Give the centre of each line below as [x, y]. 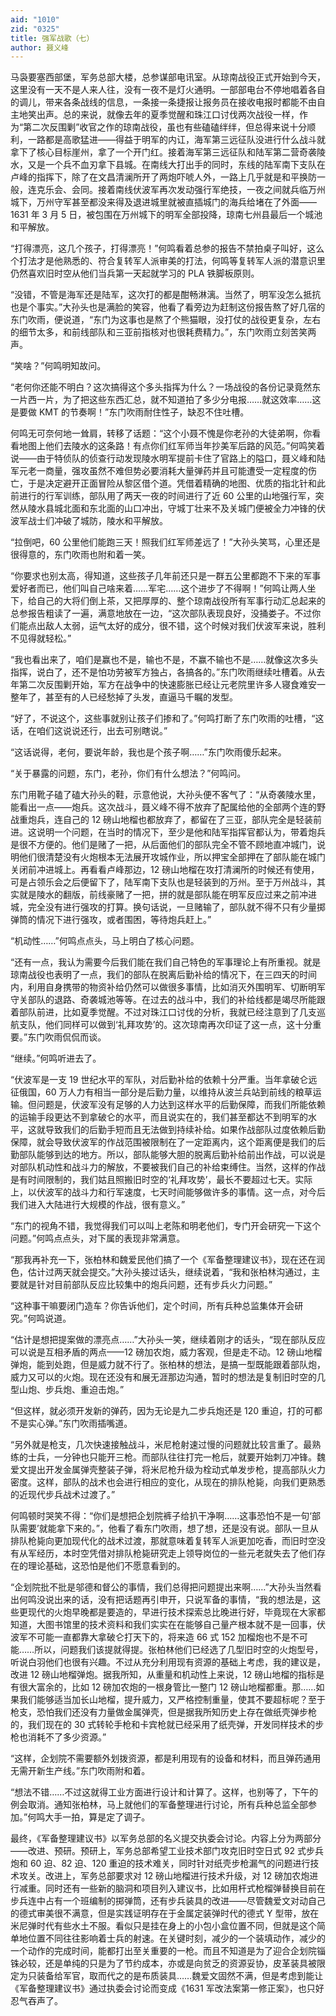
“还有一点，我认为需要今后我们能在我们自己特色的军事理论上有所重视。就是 [166, 962]
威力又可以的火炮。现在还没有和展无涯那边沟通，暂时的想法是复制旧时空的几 [168, 1377]
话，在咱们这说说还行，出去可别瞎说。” [89, 731]
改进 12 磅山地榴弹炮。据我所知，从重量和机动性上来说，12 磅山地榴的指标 [163, 1675]
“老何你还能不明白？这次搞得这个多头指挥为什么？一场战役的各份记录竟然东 [166, 387]
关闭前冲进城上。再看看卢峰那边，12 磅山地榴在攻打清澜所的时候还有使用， [165, 870]
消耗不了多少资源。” [67, 1737]
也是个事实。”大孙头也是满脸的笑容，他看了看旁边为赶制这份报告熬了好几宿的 [168, 307]
